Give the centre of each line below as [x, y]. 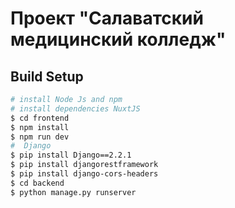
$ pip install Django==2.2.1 [71, 155]
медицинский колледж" [118, 39]
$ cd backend [37, 183]
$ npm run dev [40, 137]
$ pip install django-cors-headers [84, 174]
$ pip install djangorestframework [84, 165]
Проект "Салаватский [107, 18]
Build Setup [47, 76]
